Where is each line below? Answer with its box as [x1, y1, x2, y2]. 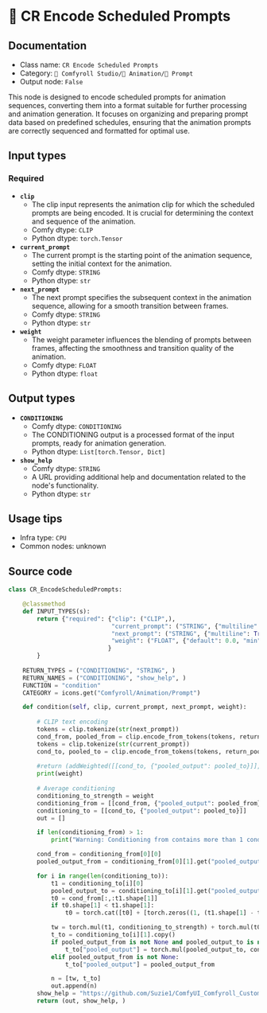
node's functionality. [31, 481, 99, 490]
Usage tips [8, 512, 63, 525]
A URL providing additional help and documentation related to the [31, 472, 246, 481]
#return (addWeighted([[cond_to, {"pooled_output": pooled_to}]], [37, 762, 261, 770]
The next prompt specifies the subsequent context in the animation [31, 292, 252, 302]
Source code [8, 564, 73, 578]
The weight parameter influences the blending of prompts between [31, 334, 252, 345]
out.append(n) [50, 982, 98, 990]
